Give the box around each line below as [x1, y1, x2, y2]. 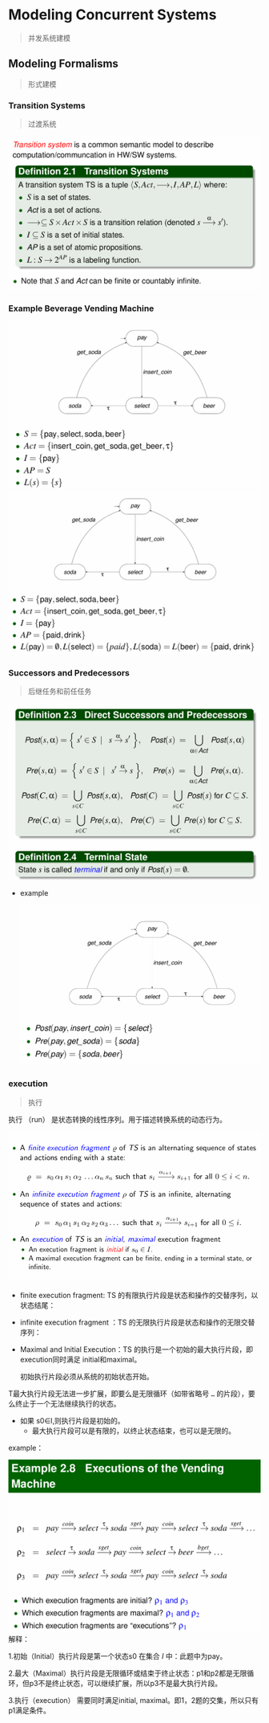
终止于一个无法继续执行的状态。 [14, 1398, 121, 1408]
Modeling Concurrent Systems [8, 6, 217, 24]
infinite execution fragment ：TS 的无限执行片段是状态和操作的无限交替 [19, 1317, 255, 1327]
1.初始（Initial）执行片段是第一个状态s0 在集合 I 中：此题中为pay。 [8, 1652, 227, 1661]
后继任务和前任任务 [27, 687, 92, 696]
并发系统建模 [27, 33, 70, 43]
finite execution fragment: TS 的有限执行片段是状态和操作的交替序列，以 [19, 1290, 259, 1300]
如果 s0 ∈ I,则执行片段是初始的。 [19, 1415, 125, 1425]
